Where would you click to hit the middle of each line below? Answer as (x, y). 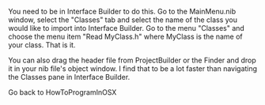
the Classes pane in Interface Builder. (69, 77)
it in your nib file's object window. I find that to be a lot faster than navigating (133, 69)
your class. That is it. (42, 45)
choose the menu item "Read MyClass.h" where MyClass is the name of (125, 36)
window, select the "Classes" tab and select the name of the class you (123, 20)
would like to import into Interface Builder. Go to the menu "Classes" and (127, 28)
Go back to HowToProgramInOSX (62, 92)
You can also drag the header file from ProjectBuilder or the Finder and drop (132, 60)
